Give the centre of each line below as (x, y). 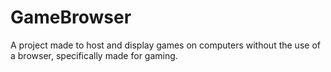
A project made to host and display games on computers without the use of (165, 45)
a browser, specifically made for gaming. (94, 55)
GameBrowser (71, 17)
